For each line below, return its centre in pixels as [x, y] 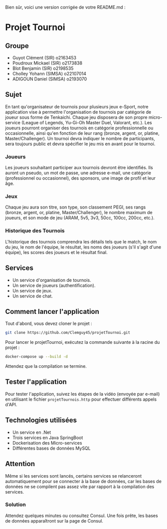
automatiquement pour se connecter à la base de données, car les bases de [83, 481]
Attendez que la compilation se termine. [46, 366]
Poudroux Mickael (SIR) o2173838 [47, 63]
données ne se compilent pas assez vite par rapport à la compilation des [80, 487]
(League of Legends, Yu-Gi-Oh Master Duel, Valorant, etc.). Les [87, 122]
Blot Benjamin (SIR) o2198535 [43, 68]
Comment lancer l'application [52, 311]
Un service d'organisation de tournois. [52, 280]
